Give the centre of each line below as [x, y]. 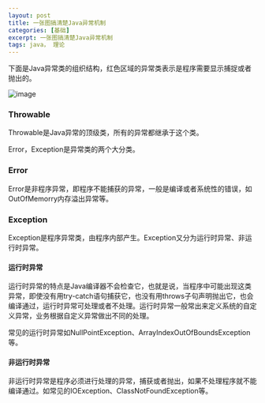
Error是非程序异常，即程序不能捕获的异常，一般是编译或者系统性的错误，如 [130, 188]
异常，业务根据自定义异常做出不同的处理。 [84, 316]
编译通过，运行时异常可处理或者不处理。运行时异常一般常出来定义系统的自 [129, 306]
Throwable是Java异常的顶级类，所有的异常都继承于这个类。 [106, 133]
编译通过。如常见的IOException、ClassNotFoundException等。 [110, 391]
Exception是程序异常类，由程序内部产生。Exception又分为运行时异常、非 [127, 238]
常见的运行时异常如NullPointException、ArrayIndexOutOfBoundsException [129, 333]
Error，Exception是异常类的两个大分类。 [74, 149]
